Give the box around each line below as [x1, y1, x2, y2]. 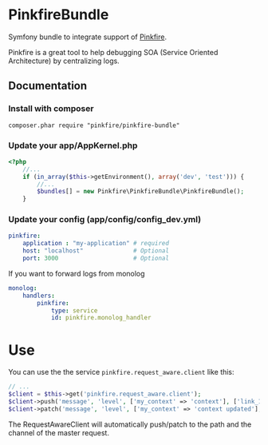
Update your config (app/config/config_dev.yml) [8, 214, 202, 225]
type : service [50, 306, 98, 315]
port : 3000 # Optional [22, 254, 170, 263]
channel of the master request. [8, 427, 110, 437]
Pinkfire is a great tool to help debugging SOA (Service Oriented [8, 47, 219, 57]
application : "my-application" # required [22, 240, 170, 248]
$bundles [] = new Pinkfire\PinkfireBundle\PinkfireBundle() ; [37, 188, 245, 196]
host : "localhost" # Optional [22, 247, 170, 255]
